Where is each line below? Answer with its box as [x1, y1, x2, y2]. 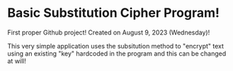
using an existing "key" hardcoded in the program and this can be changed [7, 49, 227, 58]
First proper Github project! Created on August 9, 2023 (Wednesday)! [7, 28, 210, 37]
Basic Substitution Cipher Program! [7, 5, 220, 21]
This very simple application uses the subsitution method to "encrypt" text [7, 41, 225, 50]
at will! [7, 56, 27, 65]
